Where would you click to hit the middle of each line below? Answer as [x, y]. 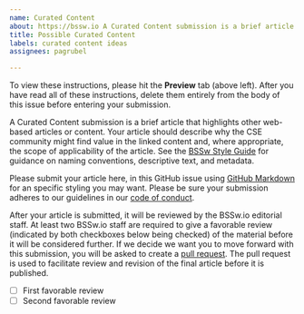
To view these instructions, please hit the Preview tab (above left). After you [152, 85]
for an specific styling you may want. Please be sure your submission [139, 188]
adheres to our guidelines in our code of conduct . [102, 198]
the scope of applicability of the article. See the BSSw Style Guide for [139, 152]
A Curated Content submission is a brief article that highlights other [135, 123]
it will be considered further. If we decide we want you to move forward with [152, 244]
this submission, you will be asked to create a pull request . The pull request [150, 254]
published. [29, 273]
